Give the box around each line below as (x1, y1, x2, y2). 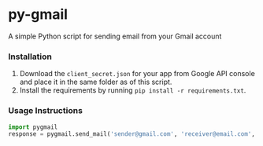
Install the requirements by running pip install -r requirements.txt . (19, 86, 246, 95)
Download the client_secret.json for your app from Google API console (19, 69, 256, 78)
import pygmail (8, 123, 58, 131)
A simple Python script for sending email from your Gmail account (8, 31, 222, 41)
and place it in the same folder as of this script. (19, 77, 172, 87)
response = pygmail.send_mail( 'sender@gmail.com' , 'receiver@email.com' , (8, 130, 256, 138)
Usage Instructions (8, 105, 83, 116)
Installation (8, 51, 53, 62)
